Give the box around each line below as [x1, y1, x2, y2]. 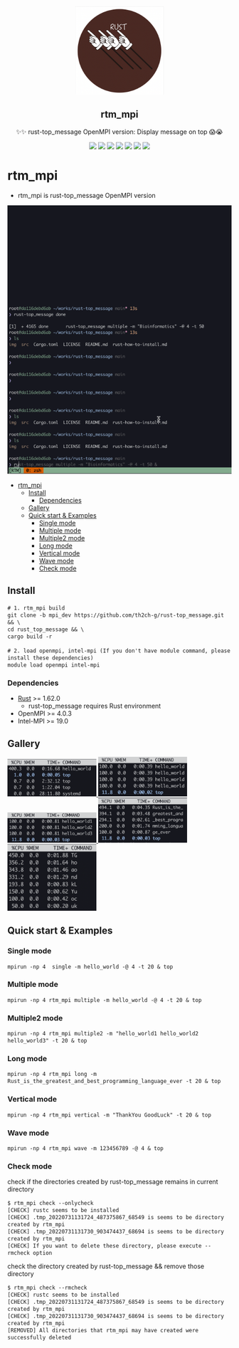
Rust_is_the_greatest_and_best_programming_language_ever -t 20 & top [7, 1078, 221, 1085]
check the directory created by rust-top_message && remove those [7, 1262, 205, 1270]
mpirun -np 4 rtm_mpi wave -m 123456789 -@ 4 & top [7, 1144, 164, 1152]
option [33, 1250, 53, 1257]
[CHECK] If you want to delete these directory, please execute [7, 1243, 202, 1250]
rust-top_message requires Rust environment [28, 701, 161, 711]
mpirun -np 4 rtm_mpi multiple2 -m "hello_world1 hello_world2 [7, 1030, 199, 1038]
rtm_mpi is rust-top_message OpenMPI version [17, 191, 156, 199]
